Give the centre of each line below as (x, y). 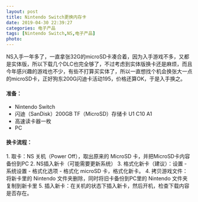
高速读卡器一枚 (33, 121)
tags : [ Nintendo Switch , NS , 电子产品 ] (51, 34)
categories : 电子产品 (31, 28)
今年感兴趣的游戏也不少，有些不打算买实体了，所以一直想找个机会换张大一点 (99, 71)
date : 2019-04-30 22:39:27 (39, 22)
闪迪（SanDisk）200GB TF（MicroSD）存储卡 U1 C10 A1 (83, 114)
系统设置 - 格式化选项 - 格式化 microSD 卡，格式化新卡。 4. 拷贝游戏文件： (97, 171)
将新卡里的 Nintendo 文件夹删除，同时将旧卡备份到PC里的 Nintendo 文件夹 (97, 178)
